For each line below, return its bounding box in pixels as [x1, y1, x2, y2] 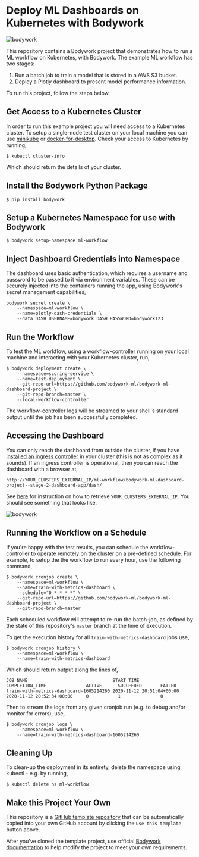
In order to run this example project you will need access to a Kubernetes [6, 123, 185, 130]
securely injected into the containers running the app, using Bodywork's [6, 282, 183, 289]
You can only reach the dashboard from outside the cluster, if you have [6, 446, 180, 453]
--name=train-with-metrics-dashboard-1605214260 [17, 731, 140, 738]
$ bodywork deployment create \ [6, 365, 86, 371]
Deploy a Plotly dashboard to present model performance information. [14, 78, 187, 85]
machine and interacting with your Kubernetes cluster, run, [6, 354, 150, 361]
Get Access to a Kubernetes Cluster [6, 107, 141, 117]
